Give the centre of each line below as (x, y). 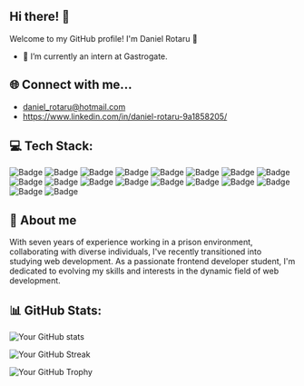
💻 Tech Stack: (51, 146)
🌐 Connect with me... (71, 85)
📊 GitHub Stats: (56, 310)
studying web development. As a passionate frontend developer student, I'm (152, 262)
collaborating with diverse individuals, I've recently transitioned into (136, 252)
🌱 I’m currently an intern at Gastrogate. (95, 56)
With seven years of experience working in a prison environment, (131, 242)
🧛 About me (43, 220)
